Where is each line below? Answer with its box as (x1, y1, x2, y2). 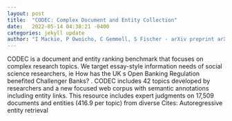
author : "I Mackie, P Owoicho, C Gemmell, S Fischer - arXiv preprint (7, 36, 215, 43)
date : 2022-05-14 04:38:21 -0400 (7, 23, 110, 30)
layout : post (7, 10, 45, 17)
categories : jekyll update (7, 29, 85, 37)
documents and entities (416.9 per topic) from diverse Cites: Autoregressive (7, 99, 223, 107)
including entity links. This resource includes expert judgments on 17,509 (7, 91, 214, 100)
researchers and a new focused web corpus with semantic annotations (7, 84, 209, 93)
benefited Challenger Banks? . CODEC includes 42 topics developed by (7, 77, 211, 85)
